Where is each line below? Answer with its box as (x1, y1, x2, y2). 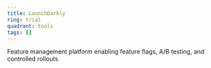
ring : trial (7, 16, 41, 23)
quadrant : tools (7, 22, 53, 29)
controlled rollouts (7, 55, 58, 63)
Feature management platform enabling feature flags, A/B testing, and (7, 48, 205, 56)
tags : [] (7, 29, 32, 36)
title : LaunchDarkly (7, 10, 66, 17)
